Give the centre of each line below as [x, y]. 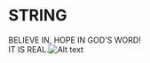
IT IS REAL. [29, 49]
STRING [38, 16]
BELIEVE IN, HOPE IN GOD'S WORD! [75, 40]
